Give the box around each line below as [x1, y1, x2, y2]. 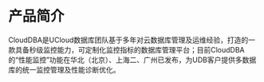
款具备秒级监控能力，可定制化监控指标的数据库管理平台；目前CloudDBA [8, 45, 245, 54]
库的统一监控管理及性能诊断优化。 [8, 64, 120, 74]
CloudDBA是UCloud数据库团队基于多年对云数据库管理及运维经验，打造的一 [8, 35, 256, 45]
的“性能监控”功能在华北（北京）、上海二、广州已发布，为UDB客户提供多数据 [8, 55, 257, 64]
